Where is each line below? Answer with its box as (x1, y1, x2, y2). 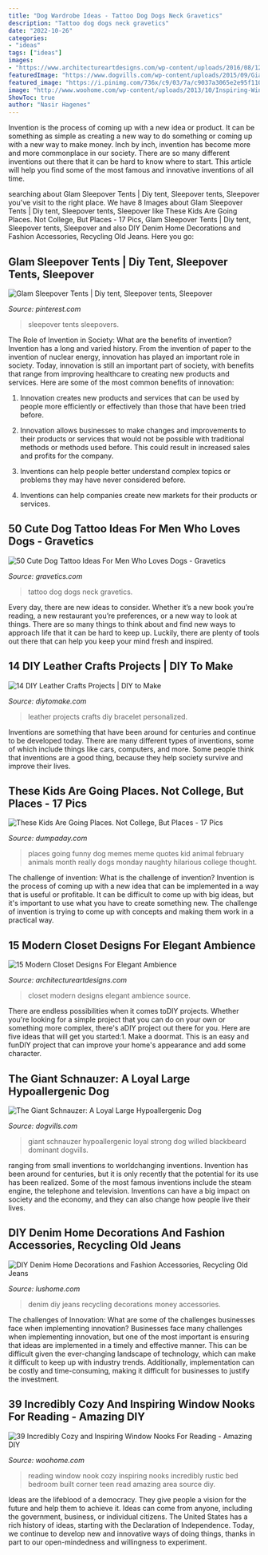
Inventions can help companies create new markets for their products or (19, 490, 258, 500)
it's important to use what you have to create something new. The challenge (8, 899, 258, 908)
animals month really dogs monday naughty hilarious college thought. (27, 857, 258, 867)
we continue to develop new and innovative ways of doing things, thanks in (8, 1529, 255, 1538)
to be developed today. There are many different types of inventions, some (8, 736, 254, 745)
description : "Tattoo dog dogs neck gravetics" (8, 19, 170, 27)
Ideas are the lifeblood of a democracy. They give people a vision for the (8, 1494, 247, 1504)
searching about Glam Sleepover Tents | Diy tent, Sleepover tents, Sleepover (8, 189, 260, 199)
